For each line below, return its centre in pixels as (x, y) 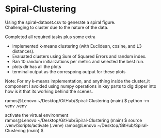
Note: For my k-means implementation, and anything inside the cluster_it (78, 81)
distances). (23, 51)
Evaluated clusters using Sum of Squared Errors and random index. (79, 56)
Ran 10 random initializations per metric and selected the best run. (78, 61)
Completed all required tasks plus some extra (50, 37)
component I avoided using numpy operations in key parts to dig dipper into (81, 86)
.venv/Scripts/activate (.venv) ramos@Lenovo (51, 125)
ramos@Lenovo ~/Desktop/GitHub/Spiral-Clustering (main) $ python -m (77, 100)
